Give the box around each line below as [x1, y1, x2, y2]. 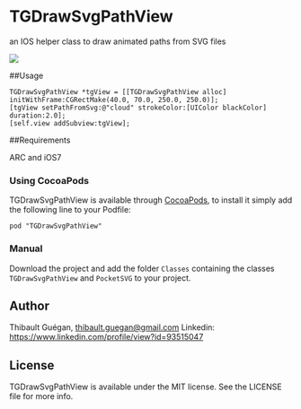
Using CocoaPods [9, 174, 90, 187]
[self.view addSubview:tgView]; [9, 118, 130, 127]
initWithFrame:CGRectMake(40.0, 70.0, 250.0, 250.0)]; [9, 95, 219, 104]
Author [9, 298, 49, 313]
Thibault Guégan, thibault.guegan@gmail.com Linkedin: [9, 322, 216, 333]
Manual [9, 242, 43, 255]
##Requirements [9, 135, 71, 145]
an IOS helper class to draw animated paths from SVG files [9, 36, 226, 47]
